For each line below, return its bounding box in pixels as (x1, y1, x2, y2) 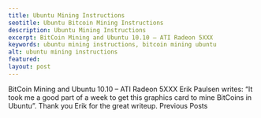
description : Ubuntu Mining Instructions (8, 26, 147, 34)
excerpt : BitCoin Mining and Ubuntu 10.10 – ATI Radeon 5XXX (8, 33, 214, 42)
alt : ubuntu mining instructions (8, 48, 118, 56)
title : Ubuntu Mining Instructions (8, 11, 125, 20)
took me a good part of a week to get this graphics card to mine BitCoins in (8, 92, 252, 102)
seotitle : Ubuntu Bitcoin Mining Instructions (8, 19, 164, 27)
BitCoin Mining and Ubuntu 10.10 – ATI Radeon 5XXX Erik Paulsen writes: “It (8, 84, 253, 94)
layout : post (8, 63, 51, 71)
